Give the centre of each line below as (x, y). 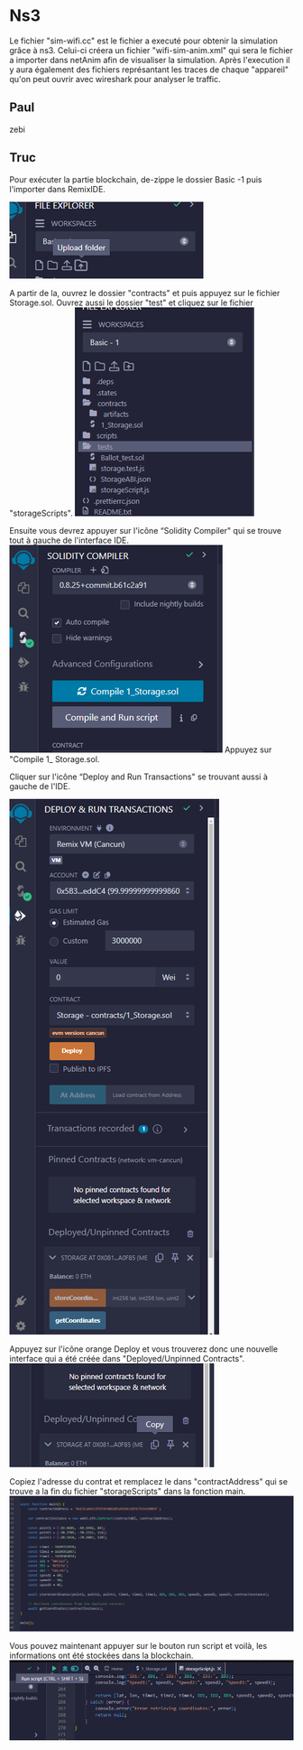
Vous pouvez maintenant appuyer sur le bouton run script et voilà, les (138, 1646)
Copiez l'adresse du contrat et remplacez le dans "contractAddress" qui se (149, 1481)
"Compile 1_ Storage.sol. (55, 759)
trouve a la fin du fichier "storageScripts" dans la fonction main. (128, 1491)
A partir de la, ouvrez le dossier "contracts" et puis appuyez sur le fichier (145, 293)
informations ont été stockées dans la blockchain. (101, 1656)
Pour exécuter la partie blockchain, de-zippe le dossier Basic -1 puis (136, 179)
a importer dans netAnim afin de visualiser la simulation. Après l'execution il (150, 60)
